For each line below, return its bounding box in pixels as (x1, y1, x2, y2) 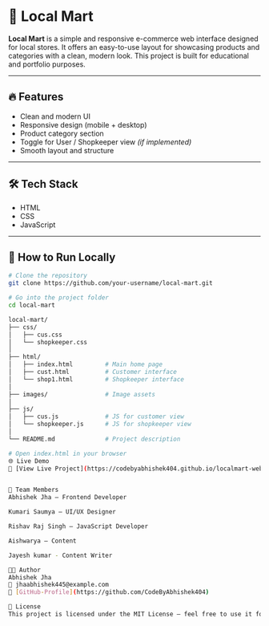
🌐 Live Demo (8, 457, 50, 465)
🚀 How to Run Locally (8, 250, 116, 264)
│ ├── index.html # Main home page (8, 360, 163, 368)
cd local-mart (8, 301, 56, 309)
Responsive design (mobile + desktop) (19, 120, 147, 129)
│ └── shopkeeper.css (8, 338, 88, 346)
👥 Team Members (8, 486, 59, 494)
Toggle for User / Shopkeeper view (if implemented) (19, 136, 192, 147)
